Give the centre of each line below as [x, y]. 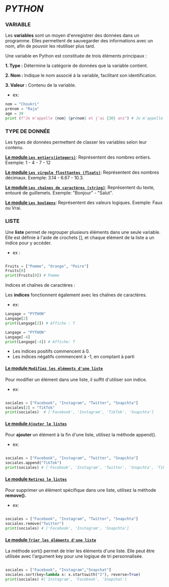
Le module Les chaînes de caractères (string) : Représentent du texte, [80, 187]
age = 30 [14, 114]
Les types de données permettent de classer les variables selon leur [76, 142]
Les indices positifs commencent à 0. [51, 351]
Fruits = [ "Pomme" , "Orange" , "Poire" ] [47, 266]
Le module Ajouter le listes [36, 423]
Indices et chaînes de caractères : [40, 285]
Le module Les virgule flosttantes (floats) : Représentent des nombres [82, 172]
